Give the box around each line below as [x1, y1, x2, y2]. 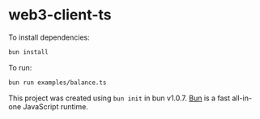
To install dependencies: [8, 32, 91, 42]
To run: [8, 62, 32, 72]
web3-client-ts [8, 6, 112, 24]
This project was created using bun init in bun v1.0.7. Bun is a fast [8, 93, 231, 103]
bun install [8, 48, 49, 56]
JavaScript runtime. [23, 101, 89, 111]
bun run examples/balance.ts [8, 79, 107, 87]
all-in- [232, 93, 253, 103]
